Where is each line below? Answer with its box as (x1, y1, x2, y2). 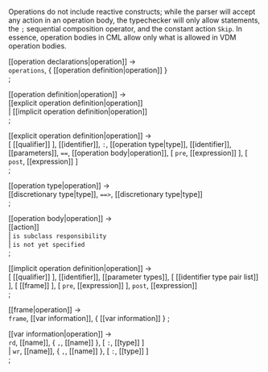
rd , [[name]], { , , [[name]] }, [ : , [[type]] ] (8, 338, 145, 347)
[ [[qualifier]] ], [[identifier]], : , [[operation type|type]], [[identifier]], (8, 140, 232, 148)
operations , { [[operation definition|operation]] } (8, 65, 167, 75)
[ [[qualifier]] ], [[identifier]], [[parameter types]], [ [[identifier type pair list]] (8, 272, 259, 282)
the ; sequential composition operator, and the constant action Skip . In (8, 24, 243, 33)
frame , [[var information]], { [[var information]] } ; (8, 314, 171, 323)
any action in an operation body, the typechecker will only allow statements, (8, 15, 260, 25)
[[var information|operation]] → (8, 329, 113, 338)
